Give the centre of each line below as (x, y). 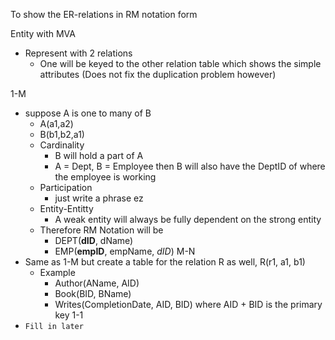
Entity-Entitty (66, 208)
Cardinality (62, 145)
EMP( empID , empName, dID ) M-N (125, 251)
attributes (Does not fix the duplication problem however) (158, 74)
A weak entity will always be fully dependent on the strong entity (188, 219)
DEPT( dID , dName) (94, 240)
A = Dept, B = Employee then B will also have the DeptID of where (190, 166)
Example (57, 272)
